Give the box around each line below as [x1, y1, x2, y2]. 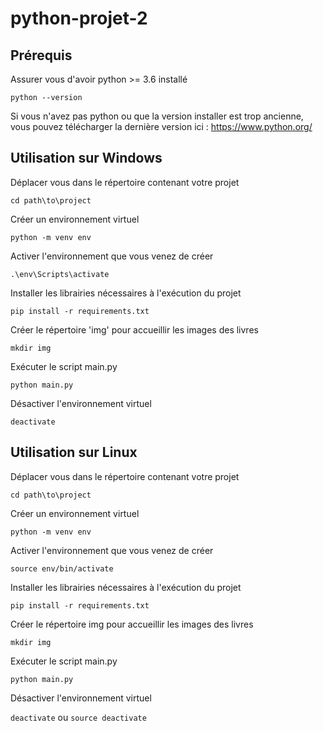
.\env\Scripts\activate [10, 269, 110, 279]
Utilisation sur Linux [10, 444, 138, 461]
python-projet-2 [10, 7, 148, 30]
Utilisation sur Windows [10, 150, 163, 167]
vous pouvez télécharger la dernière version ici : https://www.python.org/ [10, 121, 313, 132]
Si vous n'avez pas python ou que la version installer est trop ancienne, [10, 110, 304, 122]
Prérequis [10, 47, 73, 64]
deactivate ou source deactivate [10, 711, 147, 723]
